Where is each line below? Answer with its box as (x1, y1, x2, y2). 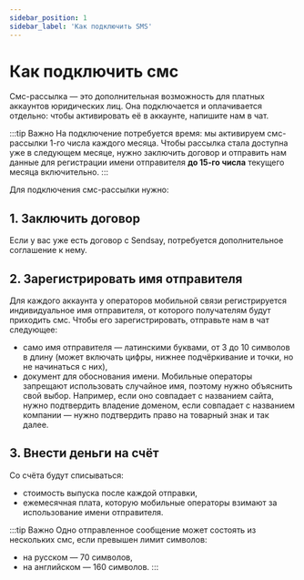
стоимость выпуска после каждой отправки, (22, 487, 198, 498)
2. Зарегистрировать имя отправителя (9, 270, 243, 287)
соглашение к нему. (9, 245, 88, 256)
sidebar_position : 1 (9, 13, 88, 23)
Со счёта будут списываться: (9, 470, 125, 481)
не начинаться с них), (22, 361, 108, 372)
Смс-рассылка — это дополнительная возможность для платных (9, 91, 266, 102)
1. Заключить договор (9, 210, 141, 226)
